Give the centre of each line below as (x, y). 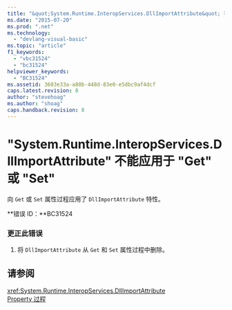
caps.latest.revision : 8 (43, 91)
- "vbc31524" (32, 59)
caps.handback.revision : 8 (46, 110)
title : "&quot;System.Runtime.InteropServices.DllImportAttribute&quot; (114, 13)
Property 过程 (27, 299)
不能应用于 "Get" (163, 161)
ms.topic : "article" (37, 46)
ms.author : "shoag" (35, 104)
